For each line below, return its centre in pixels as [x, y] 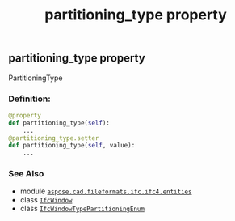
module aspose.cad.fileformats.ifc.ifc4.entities [106, 191]
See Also [26, 174]
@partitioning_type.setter [54, 138]
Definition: [29, 99]
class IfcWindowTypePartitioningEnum [82, 209]
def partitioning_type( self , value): [72, 146]
